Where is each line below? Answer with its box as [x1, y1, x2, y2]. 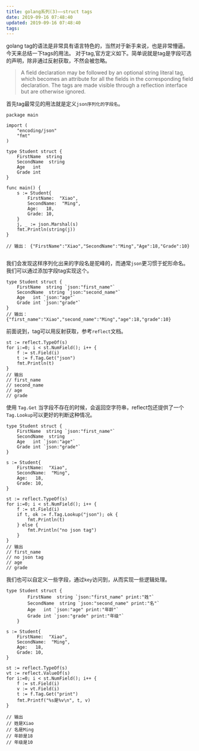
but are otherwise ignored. [20, 88, 86, 95]
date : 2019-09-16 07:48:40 [6, 14, 73, 20]
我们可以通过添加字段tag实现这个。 [6, 267, 93, 274]
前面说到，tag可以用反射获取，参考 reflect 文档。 [6, 328, 127, 335]
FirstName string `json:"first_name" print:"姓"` [27, 594, 154, 601]
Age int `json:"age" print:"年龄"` [27, 607, 119, 613]
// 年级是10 [6, 740, 33, 746]
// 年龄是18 [6, 733, 33, 739]
